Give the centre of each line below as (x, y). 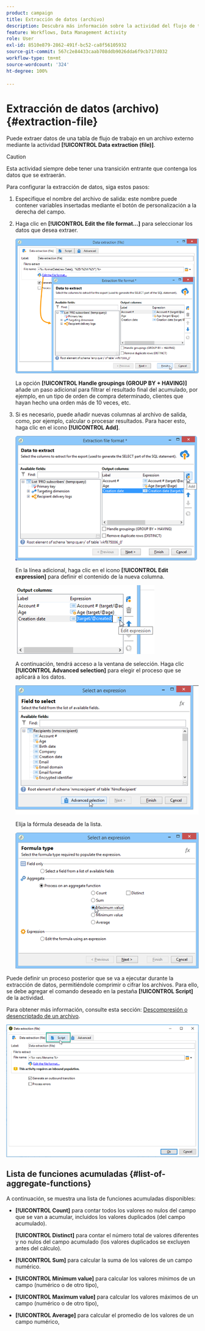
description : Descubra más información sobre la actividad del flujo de (101, 26)
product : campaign (30, 13)
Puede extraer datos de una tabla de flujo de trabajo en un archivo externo (100, 138)
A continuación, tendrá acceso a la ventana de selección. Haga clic (99, 664)
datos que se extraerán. (36, 175)
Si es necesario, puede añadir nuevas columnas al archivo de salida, (101, 415)
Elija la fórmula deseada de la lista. (59, 824)
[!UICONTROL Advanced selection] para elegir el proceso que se (98, 671)
